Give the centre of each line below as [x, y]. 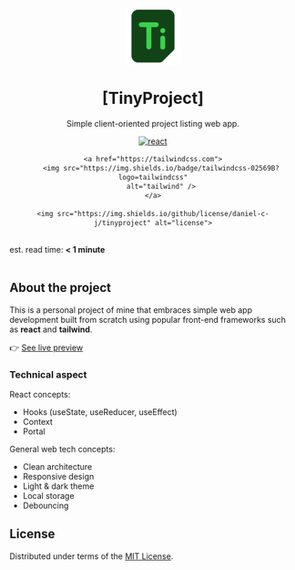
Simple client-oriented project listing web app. [153, 123]
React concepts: [40, 395]
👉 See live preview [46, 347]
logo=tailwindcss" [153, 177]
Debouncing [46, 506]
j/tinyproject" [123, 223]
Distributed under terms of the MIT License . [92, 556]
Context [37, 422]
